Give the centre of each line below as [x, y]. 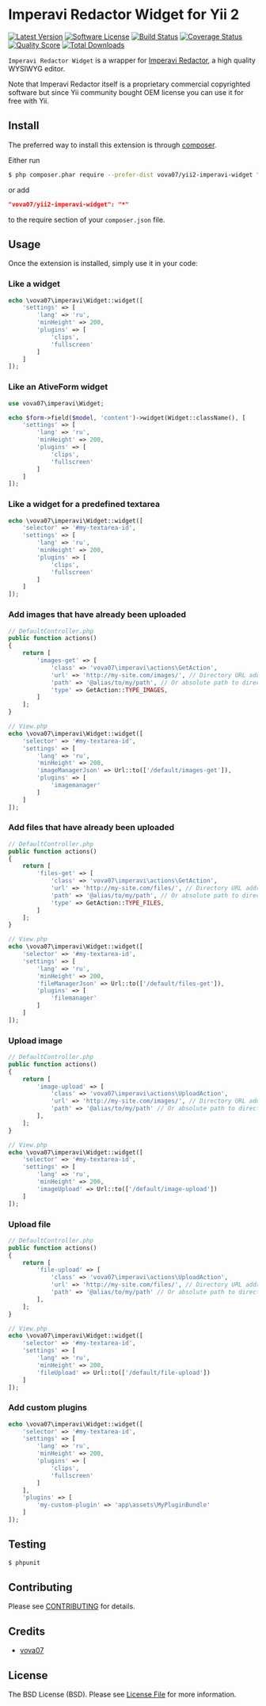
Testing [27, 1545]
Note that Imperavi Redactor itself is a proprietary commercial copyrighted [129, 84]
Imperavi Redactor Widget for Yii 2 [124, 15]
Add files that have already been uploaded [91, 828]
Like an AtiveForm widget [58, 387]
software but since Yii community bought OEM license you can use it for [126, 92]
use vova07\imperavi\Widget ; [56, 403]
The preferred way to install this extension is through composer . [112, 145]
